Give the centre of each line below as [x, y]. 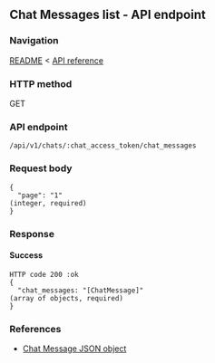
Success [26, 255]
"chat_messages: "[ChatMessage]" [81, 290]
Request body [41, 168]
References [35, 329]
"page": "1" [40, 195]
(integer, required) [49, 203]
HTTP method [41, 83]
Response [32, 234]
